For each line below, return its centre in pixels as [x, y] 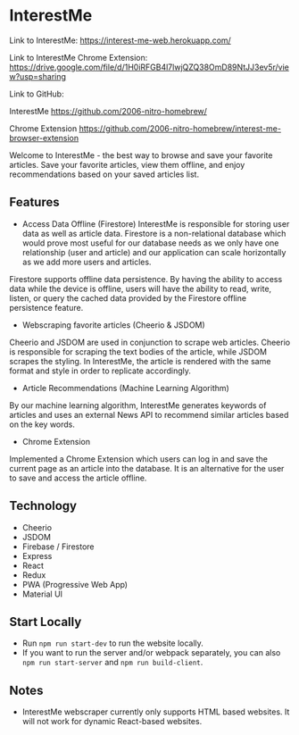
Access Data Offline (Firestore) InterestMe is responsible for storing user [156, 223]
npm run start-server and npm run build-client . [112, 663]
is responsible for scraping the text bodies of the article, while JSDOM [138, 351]
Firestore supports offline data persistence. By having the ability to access [146, 279]
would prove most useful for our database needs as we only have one [150, 243]
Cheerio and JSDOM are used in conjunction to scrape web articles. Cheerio [150, 342]
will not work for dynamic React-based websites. [112, 722]
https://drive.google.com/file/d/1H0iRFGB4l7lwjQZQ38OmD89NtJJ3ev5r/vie [149, 67]
